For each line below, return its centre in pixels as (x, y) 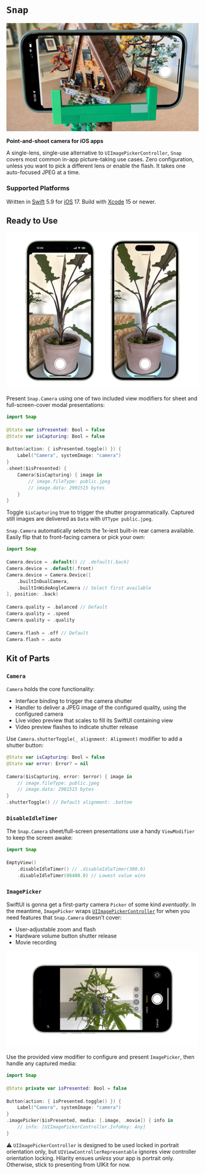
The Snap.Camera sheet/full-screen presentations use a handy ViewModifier (101, 831)
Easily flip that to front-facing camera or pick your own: (76, 537)
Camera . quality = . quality (41, 620)
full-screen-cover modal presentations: (56, 405)
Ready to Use (32, 221)
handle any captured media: (41, 1063)
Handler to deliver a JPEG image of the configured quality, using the (101, 708)
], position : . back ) (33, 594)
